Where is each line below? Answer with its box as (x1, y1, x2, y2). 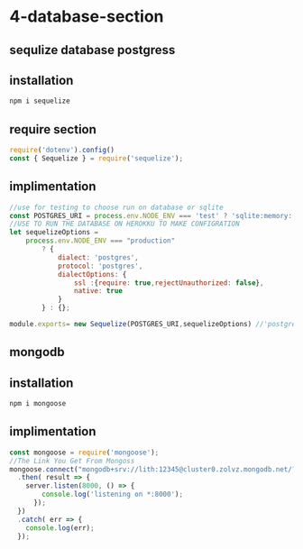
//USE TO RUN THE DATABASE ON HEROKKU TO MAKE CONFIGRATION (9, 219, 241, 229)
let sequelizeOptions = (9, 228, 99, 237)
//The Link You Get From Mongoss (9, 456, 135, 465)
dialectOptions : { (57, 270, 127, 279)
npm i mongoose (9, 399, 67, 408)
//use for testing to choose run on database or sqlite (9, 203, 224, 212)
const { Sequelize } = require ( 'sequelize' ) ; (9, 153, 183, 163)
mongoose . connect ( (9, 464, 78, 474)
